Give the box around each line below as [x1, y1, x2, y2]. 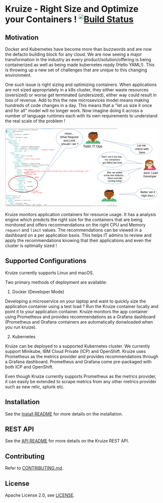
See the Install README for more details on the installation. [5, 411, 123, 416]
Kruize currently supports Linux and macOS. [5, 270, 94, 276]
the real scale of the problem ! [5, 118, 66, 124]
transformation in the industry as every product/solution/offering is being [5, 57, 152, 62]
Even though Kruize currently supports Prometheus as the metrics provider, [5, 373, 157, 379]
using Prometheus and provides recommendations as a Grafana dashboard [5, 314, 156, 320]
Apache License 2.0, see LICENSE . [5, 492, 75, 498]
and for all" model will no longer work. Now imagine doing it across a [5, 108, 143, 113]
